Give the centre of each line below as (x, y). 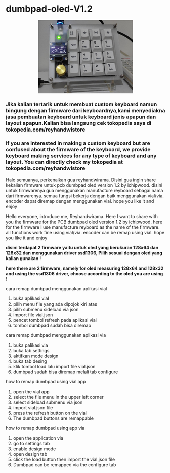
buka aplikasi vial (31, 298)
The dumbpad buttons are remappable (53, 418)
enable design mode (34, 449)
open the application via (38, 438)
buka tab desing (30, 361)
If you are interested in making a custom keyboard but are (78, 143)
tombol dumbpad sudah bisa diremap (52, 325)
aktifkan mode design (36, 356)
